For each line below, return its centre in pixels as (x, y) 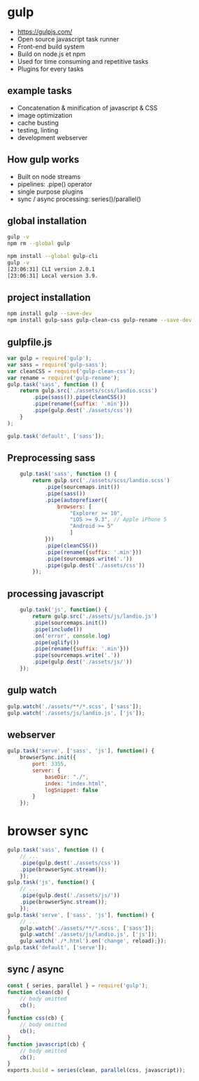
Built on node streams (49, 177)
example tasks (39, 91)
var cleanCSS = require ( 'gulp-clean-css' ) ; (72, 371)
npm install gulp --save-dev (50, 314)
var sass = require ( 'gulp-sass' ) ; (58, 365)
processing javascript (56, 593)
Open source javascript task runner (68, 39)
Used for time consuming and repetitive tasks (83, 61)
